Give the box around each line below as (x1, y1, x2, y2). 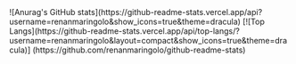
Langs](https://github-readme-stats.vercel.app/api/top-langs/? (9, 26, 241, 36)
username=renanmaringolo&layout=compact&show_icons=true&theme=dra (9, 36, 288, 45)
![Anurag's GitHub (9, 7, 76, 17)
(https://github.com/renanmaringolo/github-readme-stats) (32, 44, 246, 55)
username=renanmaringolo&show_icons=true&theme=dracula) (9, 16, 241, 27)
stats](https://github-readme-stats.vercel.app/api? (77, 7, 263, 17)
